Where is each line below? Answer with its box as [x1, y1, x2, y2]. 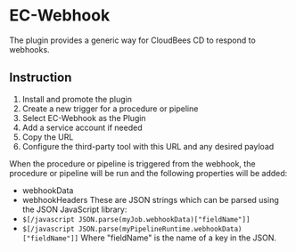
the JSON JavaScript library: [21, 204, 127, 215]
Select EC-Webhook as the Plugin [21, 112, 146, 123]
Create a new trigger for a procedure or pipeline [21, 103, 199, 114]
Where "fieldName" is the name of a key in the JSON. [79, 232, 277, 243]
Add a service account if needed [21, 122, 143, 133]
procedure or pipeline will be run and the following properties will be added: [9, 167, 288, 178]
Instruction [9, 70, 72, 85]
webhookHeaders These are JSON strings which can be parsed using [21, 194, 279, 205]
